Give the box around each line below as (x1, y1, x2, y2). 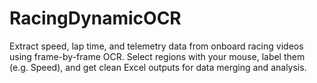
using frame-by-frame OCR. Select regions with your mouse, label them (9, 50, 306, 62)
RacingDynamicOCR (9, 7, 182, 30)
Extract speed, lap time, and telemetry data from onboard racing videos (9, 40, 304, 52)
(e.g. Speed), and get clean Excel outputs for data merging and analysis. (9, 61, 307, 73)
